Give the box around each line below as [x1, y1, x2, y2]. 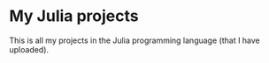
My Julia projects [9, 6, 139, 26]
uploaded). [9, 44, 50, 54]
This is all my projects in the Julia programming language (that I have [9, 35, 261, 45]
